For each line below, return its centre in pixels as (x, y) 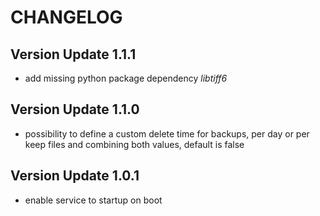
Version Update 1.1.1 (73, 54)
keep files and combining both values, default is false (134, 144)
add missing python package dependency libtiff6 (126, 78)
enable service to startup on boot (93, 200)
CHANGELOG (66, 17)
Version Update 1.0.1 (75, 176)
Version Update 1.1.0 (75, 109)
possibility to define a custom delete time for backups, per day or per (167, 133)
